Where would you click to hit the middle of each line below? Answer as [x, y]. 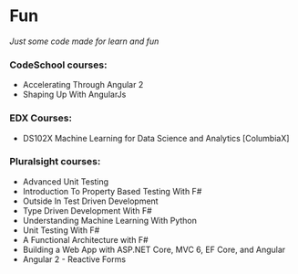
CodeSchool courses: [58, 65]
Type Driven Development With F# [87, 210]
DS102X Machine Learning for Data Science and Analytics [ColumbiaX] [156, 138]
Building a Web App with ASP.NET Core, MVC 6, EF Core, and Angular [154, 249]
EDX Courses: [41, 118]
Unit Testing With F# [61, 230]
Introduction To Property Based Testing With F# [112, 191]
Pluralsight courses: [55, 162]
